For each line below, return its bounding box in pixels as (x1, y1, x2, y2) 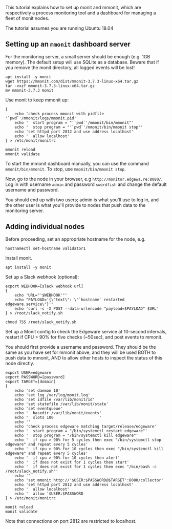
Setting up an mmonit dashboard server (5, 40, 131, 49)
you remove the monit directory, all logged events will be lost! (5, 64, 135, 71)
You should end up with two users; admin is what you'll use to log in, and (5, 197, 159, 203)
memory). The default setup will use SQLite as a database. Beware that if (5, 59, 160, 65)
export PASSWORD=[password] (5, 374, 66, 379)
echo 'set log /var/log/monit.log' (14, 392, 91, 397)
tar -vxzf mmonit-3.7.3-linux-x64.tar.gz (5, 83, 95, 89)
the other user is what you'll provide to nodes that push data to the (5, 202, 146, 208)
